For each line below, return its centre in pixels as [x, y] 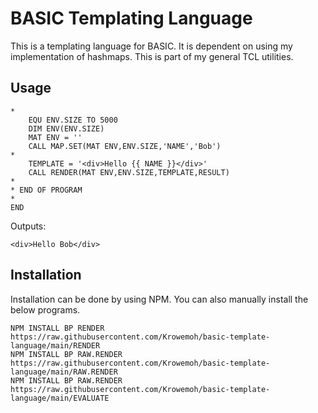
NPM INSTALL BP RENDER [57, 328]
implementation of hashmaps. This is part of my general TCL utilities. [152, 56]
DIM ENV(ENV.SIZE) [66, 128]
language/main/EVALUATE [60, 398]
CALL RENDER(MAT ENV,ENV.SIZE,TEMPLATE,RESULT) [129, 172]
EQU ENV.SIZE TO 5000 [73, 120]
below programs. [45, 309]
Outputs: [28, 226]
